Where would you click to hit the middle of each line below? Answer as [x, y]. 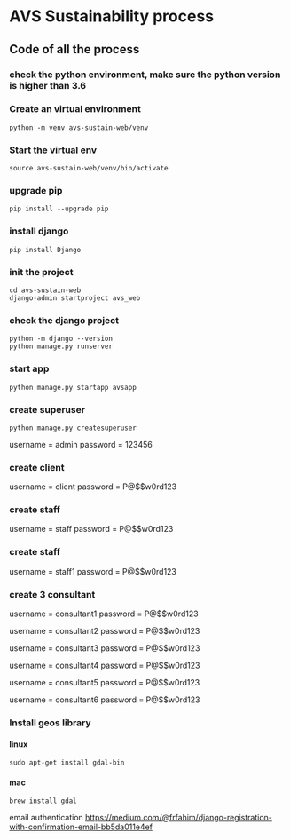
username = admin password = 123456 [81, 444]
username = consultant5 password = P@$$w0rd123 [105, 683]
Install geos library [50, 723]
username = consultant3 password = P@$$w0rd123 [105, 648]
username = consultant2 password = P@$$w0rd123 [105, 631]
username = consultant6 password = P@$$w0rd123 [105, 700]
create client [37, 467]
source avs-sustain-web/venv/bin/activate [89, 169]
